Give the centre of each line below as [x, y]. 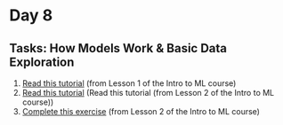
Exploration [42, 62]
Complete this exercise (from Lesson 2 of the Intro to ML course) [141, 111]
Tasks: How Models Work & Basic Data [118, 48]
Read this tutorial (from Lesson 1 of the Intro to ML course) [129, 83]
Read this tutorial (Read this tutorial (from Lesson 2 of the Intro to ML [148, 93]
